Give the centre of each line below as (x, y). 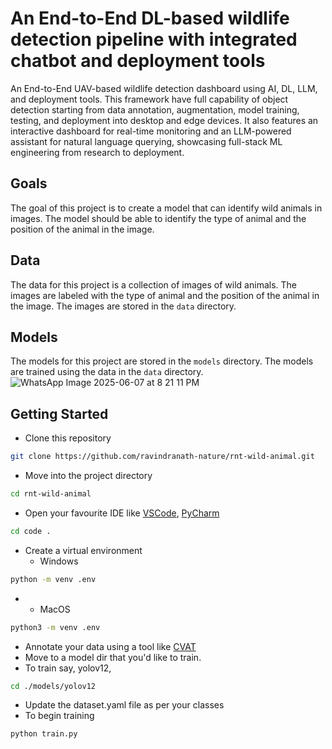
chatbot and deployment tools (138, 61)
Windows (59, 561)
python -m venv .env (53, 579)
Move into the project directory (88, 476)
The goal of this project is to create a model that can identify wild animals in (166, 208)
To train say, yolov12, (68, 668)
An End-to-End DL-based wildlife (150, 18)
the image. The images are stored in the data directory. (123, 306)
